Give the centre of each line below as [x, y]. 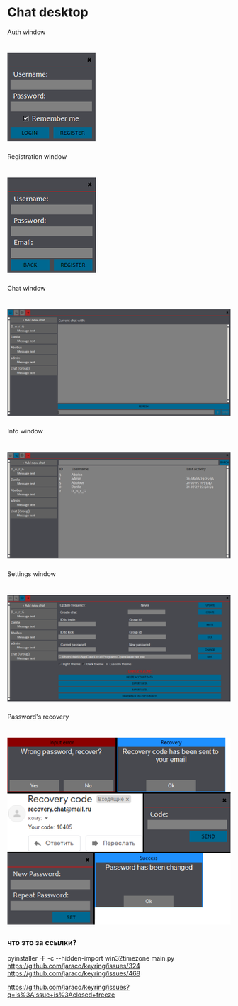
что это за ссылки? [42, 943]
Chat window [27, 288]
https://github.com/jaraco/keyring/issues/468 [74, 973]
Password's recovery [38, 717]
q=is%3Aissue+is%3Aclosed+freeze [61, 995]
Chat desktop [48, 12]
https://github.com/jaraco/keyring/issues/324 [74, 966]
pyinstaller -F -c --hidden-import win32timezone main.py [91, 958]
